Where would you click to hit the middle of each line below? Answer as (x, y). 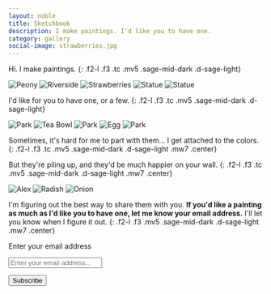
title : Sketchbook (39, 23)
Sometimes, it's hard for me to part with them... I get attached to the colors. (134, 141)
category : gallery (39, 38)
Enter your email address (50, 246)
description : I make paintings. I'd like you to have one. (110, 31)
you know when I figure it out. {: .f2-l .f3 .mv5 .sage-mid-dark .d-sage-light (134, 222)
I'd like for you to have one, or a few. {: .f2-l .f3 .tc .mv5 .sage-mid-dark (127, 100)
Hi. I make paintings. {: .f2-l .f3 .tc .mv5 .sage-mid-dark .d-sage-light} (125, 69)
